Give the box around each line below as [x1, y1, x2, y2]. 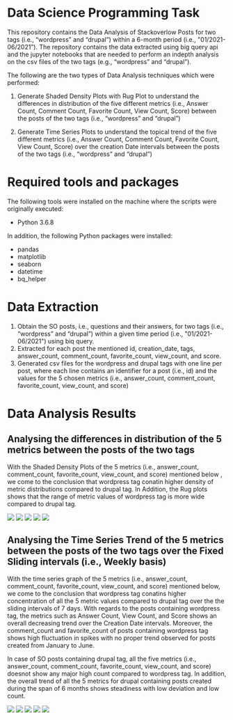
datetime [17, 267, 43, 276]
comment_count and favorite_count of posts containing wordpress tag [7, 626, 209, 634]
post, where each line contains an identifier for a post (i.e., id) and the [17, 366, 218, 375]
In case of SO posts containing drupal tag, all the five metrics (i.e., [7, 655, 197, 663]
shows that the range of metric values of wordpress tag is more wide [7, 492, 205, 501]
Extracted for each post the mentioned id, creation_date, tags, [17, 344, 195, 352]
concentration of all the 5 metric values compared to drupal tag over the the [7, 597, 225, 605]
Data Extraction [7, 299, 99, 315]
